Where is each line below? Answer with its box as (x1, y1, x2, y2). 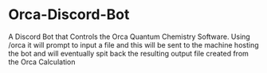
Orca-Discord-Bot (8, 6, 130, 24)
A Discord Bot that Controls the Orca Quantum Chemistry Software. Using (8, 32, 251, 41)
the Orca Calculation (8, 57, 76, 67)
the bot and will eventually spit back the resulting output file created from (8, 48, 249, 58)
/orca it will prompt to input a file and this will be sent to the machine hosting (8, 40, 259, 49)
